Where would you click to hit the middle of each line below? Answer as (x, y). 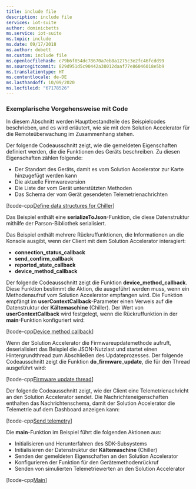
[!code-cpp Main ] (27, 480)
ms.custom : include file (36, 55)
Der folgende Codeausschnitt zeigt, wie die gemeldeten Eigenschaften (92, 145)
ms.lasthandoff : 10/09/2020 (41, 83)
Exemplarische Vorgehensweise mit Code (67, 108)
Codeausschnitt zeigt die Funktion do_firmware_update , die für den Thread (98, 362)
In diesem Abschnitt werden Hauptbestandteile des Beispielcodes (86, 122)
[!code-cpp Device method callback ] (50, 332)
